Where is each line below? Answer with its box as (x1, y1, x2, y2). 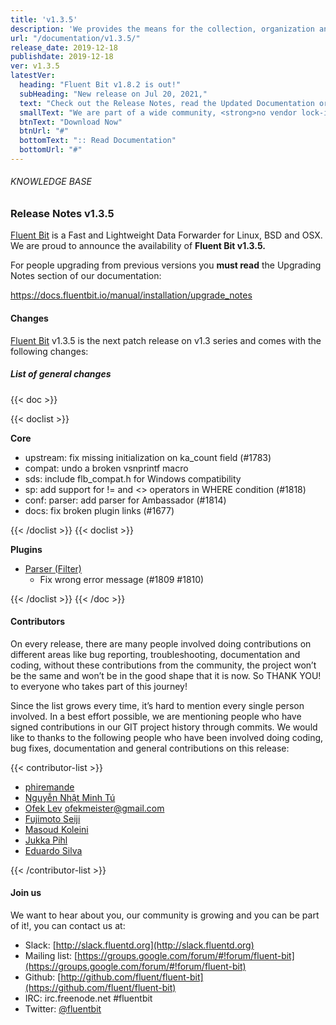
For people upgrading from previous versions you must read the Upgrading (10, 259, 322, 271)
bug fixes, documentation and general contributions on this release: (10, 742, 290, 754)
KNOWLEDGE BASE (10, 176, 92, 188)
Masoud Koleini (24, 823, 89, 835)
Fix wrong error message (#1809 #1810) (39, 573, 205, 585)
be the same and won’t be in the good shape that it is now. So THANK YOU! (10, 669, 322, 681)
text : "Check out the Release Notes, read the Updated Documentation (19, 98, 315, 108)
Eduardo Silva (24, 844, 83, 856)
